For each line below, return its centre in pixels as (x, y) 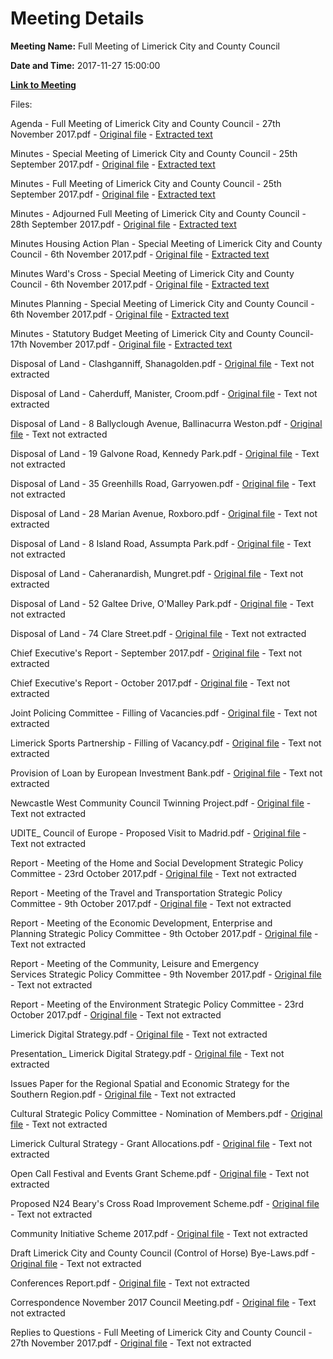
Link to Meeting (43, 84)
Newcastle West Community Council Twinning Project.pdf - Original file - (161, 803)
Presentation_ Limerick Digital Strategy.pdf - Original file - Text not (147, 1053)
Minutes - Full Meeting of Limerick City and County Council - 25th (146, 183)
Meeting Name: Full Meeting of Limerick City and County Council (145, 46)
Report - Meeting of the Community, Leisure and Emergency (135, 963)
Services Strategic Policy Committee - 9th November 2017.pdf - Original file (166, 974)
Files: (21, 104)
